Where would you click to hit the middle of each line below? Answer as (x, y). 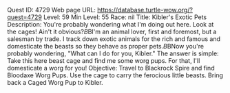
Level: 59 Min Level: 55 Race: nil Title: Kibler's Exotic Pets (125, 17)
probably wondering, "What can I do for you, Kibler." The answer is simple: (113, 53)
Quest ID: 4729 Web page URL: (52, 10)
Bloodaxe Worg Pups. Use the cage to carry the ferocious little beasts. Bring (115, 75)
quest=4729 (25, 17)
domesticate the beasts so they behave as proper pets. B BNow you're (106, 46)
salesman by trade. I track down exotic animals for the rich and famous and (114, 39)
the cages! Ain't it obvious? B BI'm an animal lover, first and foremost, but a (112, 31)
